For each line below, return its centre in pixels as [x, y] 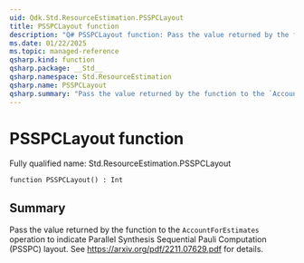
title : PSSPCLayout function [64, 26]
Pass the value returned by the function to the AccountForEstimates [134, 230]
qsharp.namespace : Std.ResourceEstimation [90, 77]
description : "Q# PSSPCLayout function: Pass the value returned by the [149, 34]
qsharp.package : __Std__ [56, 69]
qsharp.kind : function [52, 60]
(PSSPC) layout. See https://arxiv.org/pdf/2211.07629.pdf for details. [137, 249]
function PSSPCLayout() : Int [66, 180]
